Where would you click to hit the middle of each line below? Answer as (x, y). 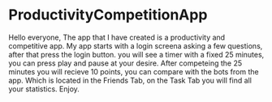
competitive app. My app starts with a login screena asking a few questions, (136, 45)
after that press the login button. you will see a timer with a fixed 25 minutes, (136, 54)
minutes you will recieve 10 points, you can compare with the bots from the (134, 71)
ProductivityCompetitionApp (108, 15)
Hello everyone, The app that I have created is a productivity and (117, 37)
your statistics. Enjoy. (44, 89)
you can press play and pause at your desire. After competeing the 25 (125, 63)
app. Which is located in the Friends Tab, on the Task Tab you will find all (130, 80)
